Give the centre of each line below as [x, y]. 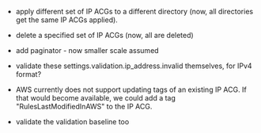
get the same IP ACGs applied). [67, 20]
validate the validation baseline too [72, 122]
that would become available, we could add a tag [96, 98]
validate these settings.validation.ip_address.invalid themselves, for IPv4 [134, 66]
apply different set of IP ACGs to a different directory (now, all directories [134, 11]
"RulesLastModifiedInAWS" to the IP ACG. [84, 106]
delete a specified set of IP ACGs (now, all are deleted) [104, 35]
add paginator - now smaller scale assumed [87, 50]
